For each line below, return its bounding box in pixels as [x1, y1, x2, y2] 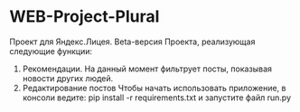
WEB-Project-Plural [9, 6, 160, 27]
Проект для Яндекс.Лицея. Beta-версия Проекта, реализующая [9, 36, 256, 47]
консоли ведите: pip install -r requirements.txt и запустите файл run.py [22, 92, 292, 103]
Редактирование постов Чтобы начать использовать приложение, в [22, 82, 286, 93]
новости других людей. [22, 72, 114, 83]
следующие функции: [9, 45, 93, 56]
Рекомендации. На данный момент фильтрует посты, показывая [22, 63, 273, 74]
